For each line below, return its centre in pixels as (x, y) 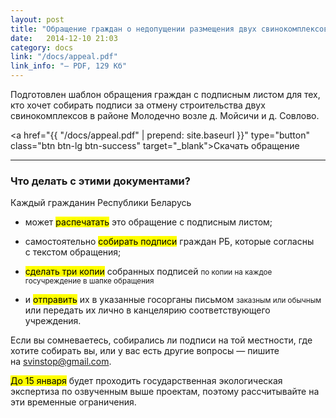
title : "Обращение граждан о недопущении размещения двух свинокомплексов (169, 29)
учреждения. (53, 321)
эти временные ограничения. (73, 402)
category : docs (42, 47)
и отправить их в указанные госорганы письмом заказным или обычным (173, 300)
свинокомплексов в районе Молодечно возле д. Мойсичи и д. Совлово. (165, 115)
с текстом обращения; (73, 252)
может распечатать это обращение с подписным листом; (148, 222)
